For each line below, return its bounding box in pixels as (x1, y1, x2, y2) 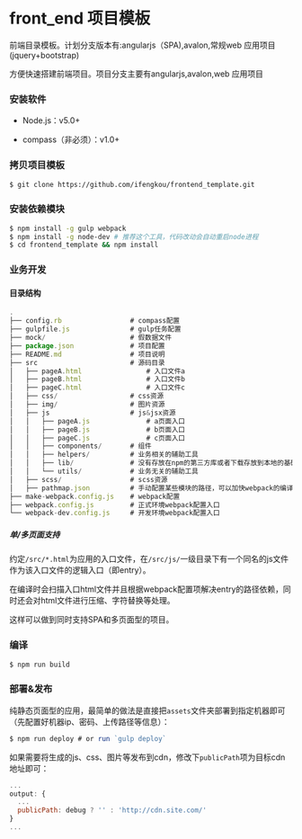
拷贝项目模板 (9, 159, 66, 172)
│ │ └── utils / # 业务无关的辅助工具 (9, 467, 200, 477)
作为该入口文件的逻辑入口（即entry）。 (9, 565, 151, 576)
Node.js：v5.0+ (22, 115, 81, 126)
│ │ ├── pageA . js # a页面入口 (9, 416, 186, 425)
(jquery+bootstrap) (9, 49, 80, 60)
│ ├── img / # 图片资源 (9, 400, 165, 409)
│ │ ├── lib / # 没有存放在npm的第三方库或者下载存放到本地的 (9, 459, 285, 468)
